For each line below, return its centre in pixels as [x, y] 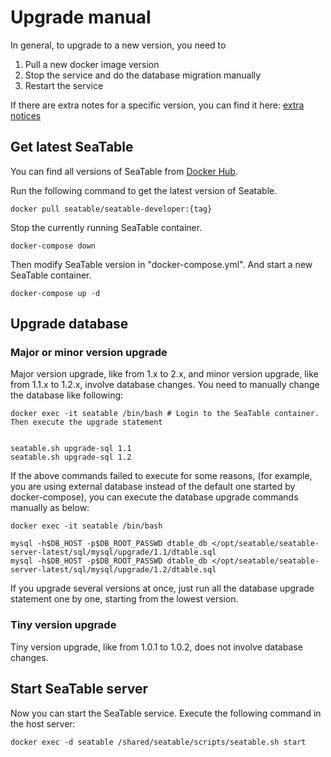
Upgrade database [69, 324]
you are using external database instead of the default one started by [153, 487]
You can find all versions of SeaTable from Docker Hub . [124, 171]
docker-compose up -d [55, 293]
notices [26, 115]
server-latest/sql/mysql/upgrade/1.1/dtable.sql [113, 552]
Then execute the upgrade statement [86, 422]
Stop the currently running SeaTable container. [106, 227]
